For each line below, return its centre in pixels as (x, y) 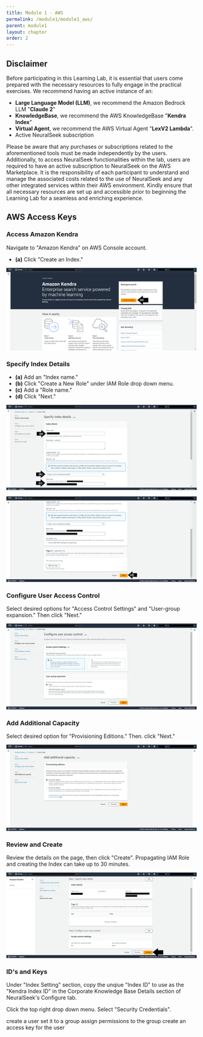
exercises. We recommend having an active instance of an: (80, 91)
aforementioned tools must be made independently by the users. (87, 153)
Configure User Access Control (53, 595)
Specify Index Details (38, 364)
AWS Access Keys (42, 217)
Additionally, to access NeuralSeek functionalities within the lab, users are (98, 159)
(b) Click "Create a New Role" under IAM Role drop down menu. (95, 383)
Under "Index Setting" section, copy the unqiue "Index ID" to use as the (95, 985)
